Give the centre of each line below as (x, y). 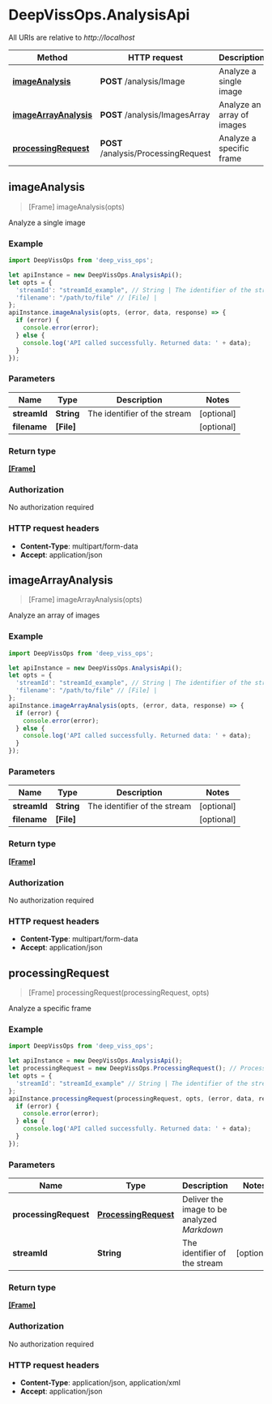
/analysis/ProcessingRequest (155, 153)
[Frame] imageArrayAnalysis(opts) (85, 600)
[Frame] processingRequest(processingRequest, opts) (119, 993)
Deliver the (203, 1199)
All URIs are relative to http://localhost (72, 37)
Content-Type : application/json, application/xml (100, 1382)
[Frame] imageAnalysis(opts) (76, 207)
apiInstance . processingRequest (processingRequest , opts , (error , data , (132, 1098)
